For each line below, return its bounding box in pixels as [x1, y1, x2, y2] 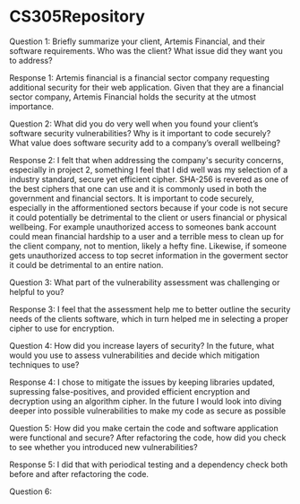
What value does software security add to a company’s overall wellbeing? [9, 137, 280, 148]
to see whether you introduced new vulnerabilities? [9, 441, 199, 452]
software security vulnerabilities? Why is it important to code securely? [9, 127, 271, 138]
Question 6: [9, 486, 52, 497]
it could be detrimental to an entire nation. [9, 259, 164, 270]
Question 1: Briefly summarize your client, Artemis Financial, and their [9, 36, 266, 47]
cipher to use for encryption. [9, 323, 115, 334]
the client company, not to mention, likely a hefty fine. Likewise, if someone [9, 240, 287, 251]
